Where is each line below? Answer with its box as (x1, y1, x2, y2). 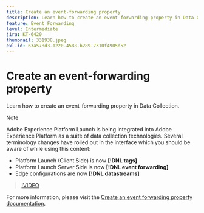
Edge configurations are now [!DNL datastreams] (15, 170, 140, 177)
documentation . (6, 200, 46, 207)
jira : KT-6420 (6, 32, 42, 38)
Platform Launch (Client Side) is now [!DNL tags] (15, 156, 138, 164)
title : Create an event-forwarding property (6, 9, 121, 15)
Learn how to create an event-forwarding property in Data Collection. (6, 102, 180, 110)
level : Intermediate (6, 26, 59, 32)
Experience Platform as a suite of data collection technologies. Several (6, 132, 183, 139)
